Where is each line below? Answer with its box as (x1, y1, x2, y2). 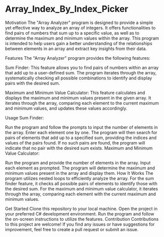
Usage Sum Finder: (5, 115, 44, 120)
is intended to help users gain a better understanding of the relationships (5, 40, 153, 46)
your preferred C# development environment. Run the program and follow (5, 211, 155, 216)
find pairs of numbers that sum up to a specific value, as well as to (5, 30, 139, 36)
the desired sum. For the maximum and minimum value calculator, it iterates (5, 186, 158, 191)
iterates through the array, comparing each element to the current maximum (5, 100, 159, 106)
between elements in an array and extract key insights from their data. (5, 46, 147, 51)
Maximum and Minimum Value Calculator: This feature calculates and (5, 90, 145, 95)
